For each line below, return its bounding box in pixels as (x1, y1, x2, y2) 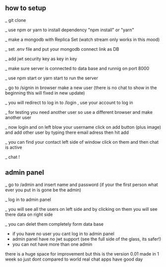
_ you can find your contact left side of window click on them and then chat (5, 139, 159, 145)
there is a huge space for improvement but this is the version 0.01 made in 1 (5, 251, 160, 257)
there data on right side (5, 211, 53, 217)
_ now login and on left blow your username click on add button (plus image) (5, 124, 162, 130)
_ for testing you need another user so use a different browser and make (5, 109, 153, 115)
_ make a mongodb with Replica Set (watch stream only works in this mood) (5, 36, 160, 42)
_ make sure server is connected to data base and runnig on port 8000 (5, 65, 150, 71)
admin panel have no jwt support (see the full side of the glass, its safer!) (12, 236, 162, 242)
